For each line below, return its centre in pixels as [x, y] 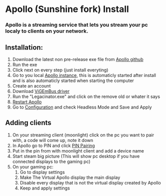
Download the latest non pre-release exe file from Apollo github [78, 59]
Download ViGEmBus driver [41, 91]
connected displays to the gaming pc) [51, 161]
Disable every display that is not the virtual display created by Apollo [90, 182]
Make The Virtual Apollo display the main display [70, 177]
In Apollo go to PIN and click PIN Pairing [53, 145]
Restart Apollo [27, 101]
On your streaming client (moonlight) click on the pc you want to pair [83, 135]
